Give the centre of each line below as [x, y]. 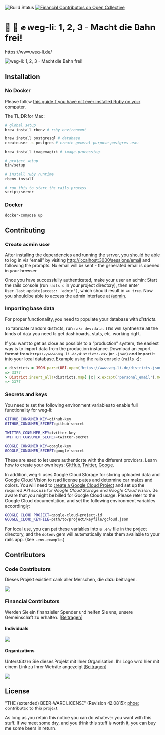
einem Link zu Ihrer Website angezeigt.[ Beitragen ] [56, 667]
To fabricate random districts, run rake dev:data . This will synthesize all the [82, 328]
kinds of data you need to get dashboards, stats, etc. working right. [73, 334]
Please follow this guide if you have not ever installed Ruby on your [73, 101]
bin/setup [15, 165]
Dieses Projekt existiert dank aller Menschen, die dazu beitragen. [71, 579]
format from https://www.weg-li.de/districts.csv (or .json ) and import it [80, 354]
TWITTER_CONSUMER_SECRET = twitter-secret [47, 437]
